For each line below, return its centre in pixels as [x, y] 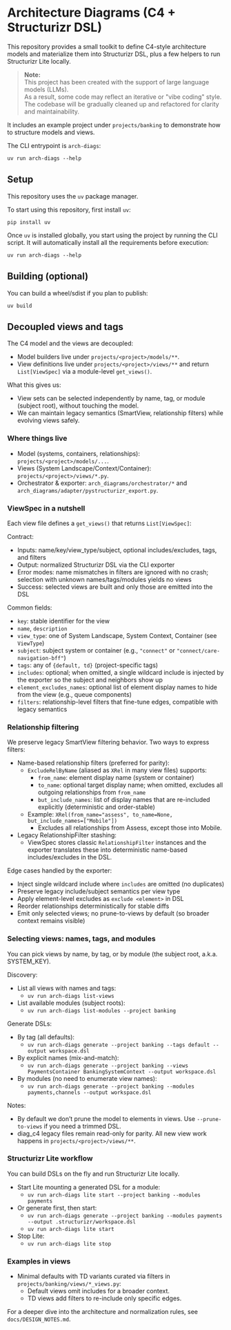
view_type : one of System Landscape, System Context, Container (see [117, 635]
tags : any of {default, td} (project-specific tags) [88, 665]
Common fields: [30, 608]
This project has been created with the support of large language [117, 82]
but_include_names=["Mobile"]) [72, 821]
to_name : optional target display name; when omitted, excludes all [130, 785]
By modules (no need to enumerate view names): [87, 1078]
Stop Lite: [31, 1236]
